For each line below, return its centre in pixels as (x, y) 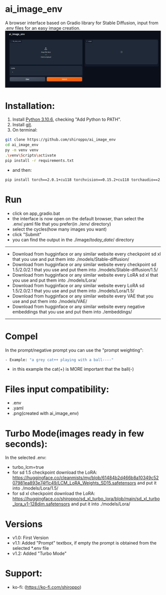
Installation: (30, 106)
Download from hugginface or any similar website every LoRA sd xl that (85, 275)
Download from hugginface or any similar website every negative (79, 306)
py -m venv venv (22, 150)
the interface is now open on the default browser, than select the (78, 218)
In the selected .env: (26, 458)
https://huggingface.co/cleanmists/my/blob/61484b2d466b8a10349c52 (85, 478)
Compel (21, 336)
